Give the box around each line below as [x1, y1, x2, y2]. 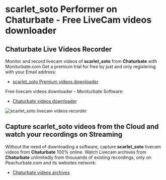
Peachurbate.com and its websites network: [5, 159, 97, 165]
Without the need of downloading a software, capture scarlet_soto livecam [5, 143, 161, 149]
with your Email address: [5, 69, 56, 75]
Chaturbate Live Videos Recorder [5, 45, 112, 53]
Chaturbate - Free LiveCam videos [5, 14, 152, 26]
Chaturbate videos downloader [12, 98, 77, 104]
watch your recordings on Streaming [5, 130, 122, 139]
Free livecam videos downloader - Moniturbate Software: [5, 88, 124, 94]
